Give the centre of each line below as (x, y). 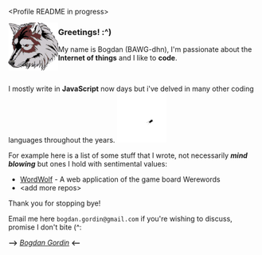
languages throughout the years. (62, 140)
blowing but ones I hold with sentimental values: (88, 164)
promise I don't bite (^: (45, 227)
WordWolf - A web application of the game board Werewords (120, 179)
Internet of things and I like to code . (118, 58)
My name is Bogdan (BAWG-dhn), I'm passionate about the (155, 49)
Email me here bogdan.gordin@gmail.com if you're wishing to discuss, (120, 219)
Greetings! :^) (85, 32)
